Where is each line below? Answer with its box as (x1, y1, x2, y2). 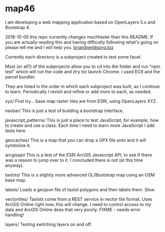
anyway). (5, 162, 24, 168)
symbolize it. (5, 142, 31, 148)
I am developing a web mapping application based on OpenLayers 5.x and (5, 19, 156, 25)
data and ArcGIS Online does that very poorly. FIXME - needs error (5, 206, 141, 212)
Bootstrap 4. (5, 24, 31, 30)
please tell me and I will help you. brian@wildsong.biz (5, 44, 114, 50)
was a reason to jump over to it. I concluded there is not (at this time (5, 157, 143, 163)
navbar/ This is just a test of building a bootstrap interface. (5, 108, 124, 114)
